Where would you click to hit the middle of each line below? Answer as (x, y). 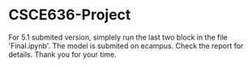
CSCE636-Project (70, 15)
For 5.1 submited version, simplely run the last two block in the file (118, 37)
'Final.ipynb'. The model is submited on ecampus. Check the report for (126, 45)
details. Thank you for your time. (62, 54)
